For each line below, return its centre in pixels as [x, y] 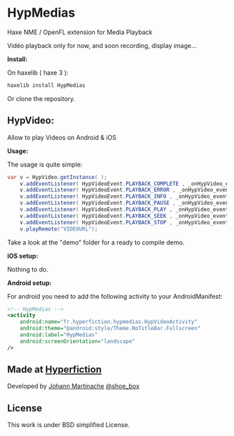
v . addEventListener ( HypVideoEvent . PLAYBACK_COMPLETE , [103, 184]
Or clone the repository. [41, 98]
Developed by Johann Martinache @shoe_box [73, 386]
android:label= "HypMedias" [59, 335]
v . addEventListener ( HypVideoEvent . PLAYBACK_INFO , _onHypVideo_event [124, 196]
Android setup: [30, 283]
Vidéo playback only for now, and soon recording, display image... [102, 45]
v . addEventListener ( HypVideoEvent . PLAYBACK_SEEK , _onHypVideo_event [124, 216]
